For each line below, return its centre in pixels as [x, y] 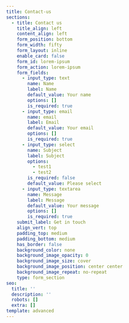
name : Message [45, 194]
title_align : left [39, 28]
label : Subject [46, 156]
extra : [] [23, 305]
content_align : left [42, 34]
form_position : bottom [45, 39]
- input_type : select [49, 145]
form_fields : [33, 73]
